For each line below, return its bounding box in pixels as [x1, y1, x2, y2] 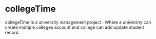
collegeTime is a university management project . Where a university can [5, 19, 151, 25]
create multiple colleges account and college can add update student [5, 24, 145, 30]
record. [5, 29, 20, 35]
